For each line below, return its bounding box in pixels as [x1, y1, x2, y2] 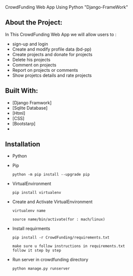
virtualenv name [12, 209, 46, 214]
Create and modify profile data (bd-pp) [12, 46, 92, 52]
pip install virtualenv [12, 190, 62, 195]
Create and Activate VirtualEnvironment [12, 199, 93, 205]
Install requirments [12, 226, 50, 232]
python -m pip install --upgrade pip [12, 172, 90, 177]
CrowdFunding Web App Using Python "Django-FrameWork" [5, 4, 128, 10]
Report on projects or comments [12, 67, 78, 73]
